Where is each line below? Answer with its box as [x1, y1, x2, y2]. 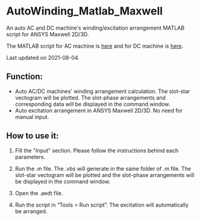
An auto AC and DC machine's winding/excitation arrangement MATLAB [6, 24, 185, 31]
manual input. [14, 113, 49, 120]
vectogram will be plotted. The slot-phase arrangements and [14, 94, 166, 101]
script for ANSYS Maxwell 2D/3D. [6, 30, 89, 37]
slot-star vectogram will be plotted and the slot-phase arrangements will [14, 171, 195, 179]
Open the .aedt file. [14, 189, 63, 197]
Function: [6, 71, 43, 82]
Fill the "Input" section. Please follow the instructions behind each [14, 147, 179, 154]
